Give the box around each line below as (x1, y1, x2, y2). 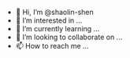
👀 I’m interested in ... (15, 16, 83, 25)
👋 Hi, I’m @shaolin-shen (15, 8, 95, 16)
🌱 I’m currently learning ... (15, 24, 100, 33)
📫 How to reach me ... (15, 42, 89, 50)
